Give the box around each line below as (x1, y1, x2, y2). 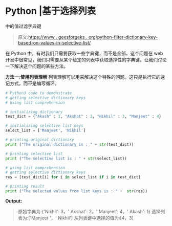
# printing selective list (5, 151, 63, 156)
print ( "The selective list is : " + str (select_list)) (5, 156, 127, 161)
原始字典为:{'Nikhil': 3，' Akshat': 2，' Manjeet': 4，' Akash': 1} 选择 (17, 208, 161, 214)
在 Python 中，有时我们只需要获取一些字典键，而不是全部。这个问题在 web (5, 50, 163, 56)
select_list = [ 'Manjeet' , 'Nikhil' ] (5, 128, 86, 133)
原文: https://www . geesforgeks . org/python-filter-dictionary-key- (17, 34, 158, 40)
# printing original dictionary (5, 137, 74, 143)
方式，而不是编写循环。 (9, 80, 59, 86)
